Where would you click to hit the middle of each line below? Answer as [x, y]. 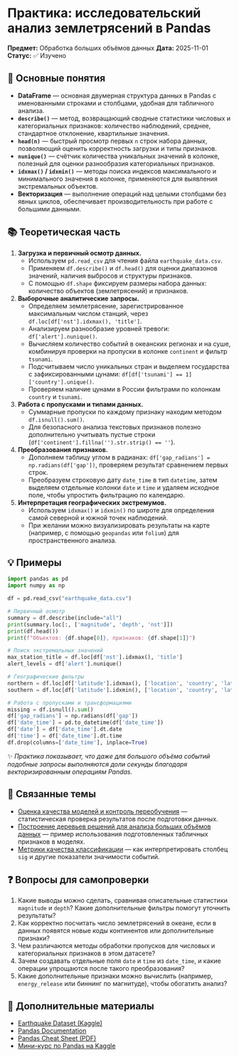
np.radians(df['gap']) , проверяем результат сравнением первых [128, 465]
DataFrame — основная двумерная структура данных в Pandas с [117, 95]
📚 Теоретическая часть [64, 232]
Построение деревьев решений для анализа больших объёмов [114, 826]
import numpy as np [36, 586]
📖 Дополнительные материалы [81, 1006]
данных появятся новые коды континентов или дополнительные [116, 931]
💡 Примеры [34, 563]
